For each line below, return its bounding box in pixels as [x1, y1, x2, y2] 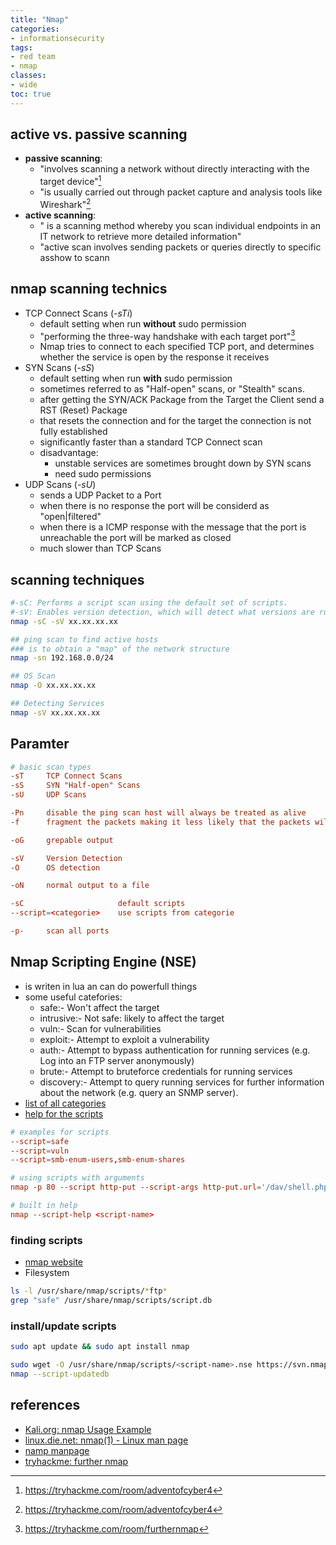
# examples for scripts [10, 1127, 110, 1137]
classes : [10, 71, 47, 81]
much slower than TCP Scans [39, 542, 162, 555]
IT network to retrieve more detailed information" [39, 230, 242, 242]
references [10, 1397, 81, 1414]
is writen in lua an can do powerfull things [24, 980, 198, 992]
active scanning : [24, 209, 97, 221]
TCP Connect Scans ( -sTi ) [24, 307, 133, 319]
